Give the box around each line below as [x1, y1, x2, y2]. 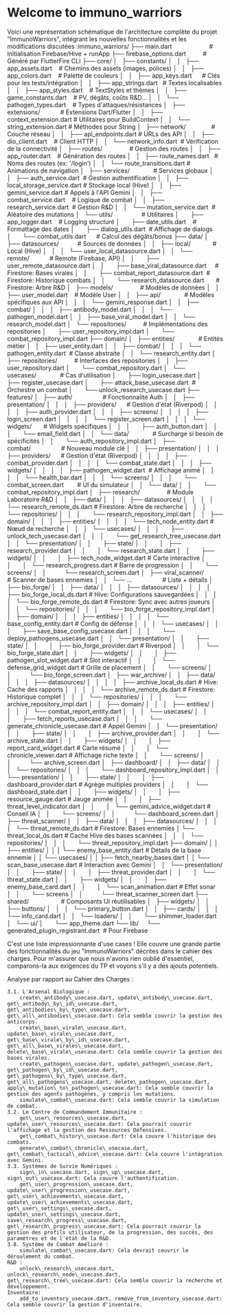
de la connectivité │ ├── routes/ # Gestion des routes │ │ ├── [7, 144, 221, 153]
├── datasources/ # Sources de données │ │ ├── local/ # [7, 239, 217, 248]
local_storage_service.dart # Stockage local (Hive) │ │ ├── [7, 181, 182, 189]
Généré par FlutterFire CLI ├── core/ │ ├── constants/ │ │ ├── [7, 56, 199, 65]
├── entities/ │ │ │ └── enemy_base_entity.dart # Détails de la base [7, 846, 201, 854]
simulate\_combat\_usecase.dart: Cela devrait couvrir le [19, 1247, 189, 1254]
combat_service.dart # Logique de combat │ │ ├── [7, 195, 165, 204]
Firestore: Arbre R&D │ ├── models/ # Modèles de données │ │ [7, 283, 220, 292]
